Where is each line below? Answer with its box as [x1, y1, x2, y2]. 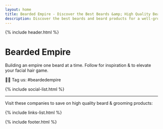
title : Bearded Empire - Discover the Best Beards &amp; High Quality [5, 12, 151, 16]
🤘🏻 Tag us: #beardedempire [5, 77, 61, 83]
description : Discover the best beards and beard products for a [5, 16, 140, 21]
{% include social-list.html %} [5, 86, 65, 92]
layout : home [5, 7, 32, 12]
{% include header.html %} [5, 30, 59, 35]
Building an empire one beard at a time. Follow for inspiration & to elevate [5, 63, 151, 68]
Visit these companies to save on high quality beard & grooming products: [5, 100, 153, 106]
